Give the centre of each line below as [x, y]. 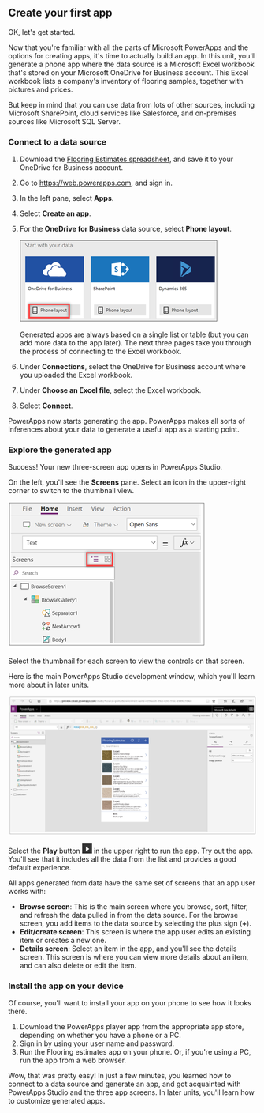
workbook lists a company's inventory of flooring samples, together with [126, 81]
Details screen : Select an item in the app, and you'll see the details [128, 949]
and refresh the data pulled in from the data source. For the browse [129, 915]
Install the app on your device [66, 986]
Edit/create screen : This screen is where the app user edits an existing [135, 931]
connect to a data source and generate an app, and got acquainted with [125, 1084]
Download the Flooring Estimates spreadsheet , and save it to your [126, 159]
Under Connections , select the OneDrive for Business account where [132, 367]
